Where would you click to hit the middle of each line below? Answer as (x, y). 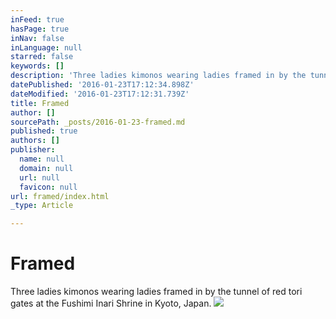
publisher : (33, 150)
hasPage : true (40, 29)
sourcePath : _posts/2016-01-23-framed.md (98, 122)
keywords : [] (37, 66)
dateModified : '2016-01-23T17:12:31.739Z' (100, 94)
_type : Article (42, 206)
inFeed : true (37, 19)
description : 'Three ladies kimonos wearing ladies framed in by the (158, 76)
